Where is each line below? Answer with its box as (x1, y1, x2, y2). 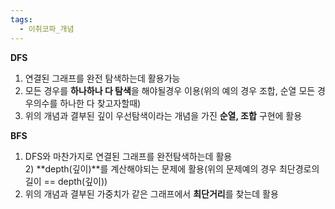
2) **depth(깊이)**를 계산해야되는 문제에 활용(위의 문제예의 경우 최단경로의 (24, 162, 320, 175)
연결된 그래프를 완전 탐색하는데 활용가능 (24, 72, 181, 84)
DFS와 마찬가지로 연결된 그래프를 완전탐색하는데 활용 (24, 150, 233, 162)
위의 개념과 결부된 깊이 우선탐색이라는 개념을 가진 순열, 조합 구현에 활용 (24, 109, 303, 121)
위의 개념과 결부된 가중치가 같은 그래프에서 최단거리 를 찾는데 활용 (24, 187, 279, 200)
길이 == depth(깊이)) (24, 175, 108, 187)
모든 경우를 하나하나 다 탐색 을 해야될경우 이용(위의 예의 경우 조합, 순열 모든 (24, 84, 316, 96)
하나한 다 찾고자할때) (59, 97, 142, 109)
